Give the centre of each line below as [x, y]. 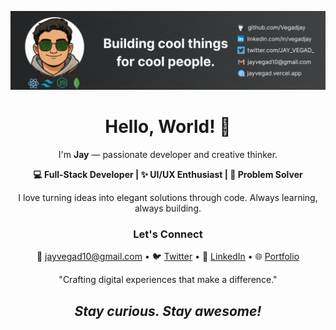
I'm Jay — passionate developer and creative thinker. [168, 154]
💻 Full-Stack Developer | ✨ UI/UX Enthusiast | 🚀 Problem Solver [168, 174]
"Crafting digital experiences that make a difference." [168, 280]
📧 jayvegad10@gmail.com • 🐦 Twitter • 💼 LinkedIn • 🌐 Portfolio [168, 257]
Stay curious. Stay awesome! [168, 311]
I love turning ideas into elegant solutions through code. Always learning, [168, 197]
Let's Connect [168, 234]
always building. [168, 208]
